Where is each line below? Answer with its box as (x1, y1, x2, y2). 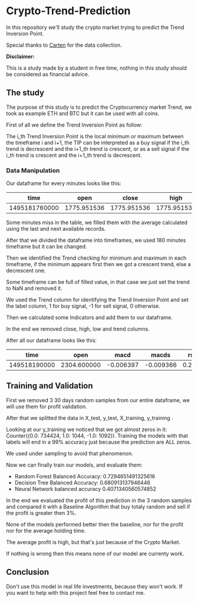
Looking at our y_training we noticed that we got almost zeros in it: (6, 426, 167, 433)
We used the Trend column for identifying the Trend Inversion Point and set (6, 296, 189, 303)
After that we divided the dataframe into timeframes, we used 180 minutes (6, 237, 186, 244)
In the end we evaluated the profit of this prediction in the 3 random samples (6, 497, 192, 504)
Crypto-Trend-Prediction (6, 4, 131, 18)
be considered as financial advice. (6, 70, 90, 77)
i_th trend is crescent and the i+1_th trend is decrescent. (6, 151, 143, 158)
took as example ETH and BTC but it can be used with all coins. (6, 109, 160, 116)
